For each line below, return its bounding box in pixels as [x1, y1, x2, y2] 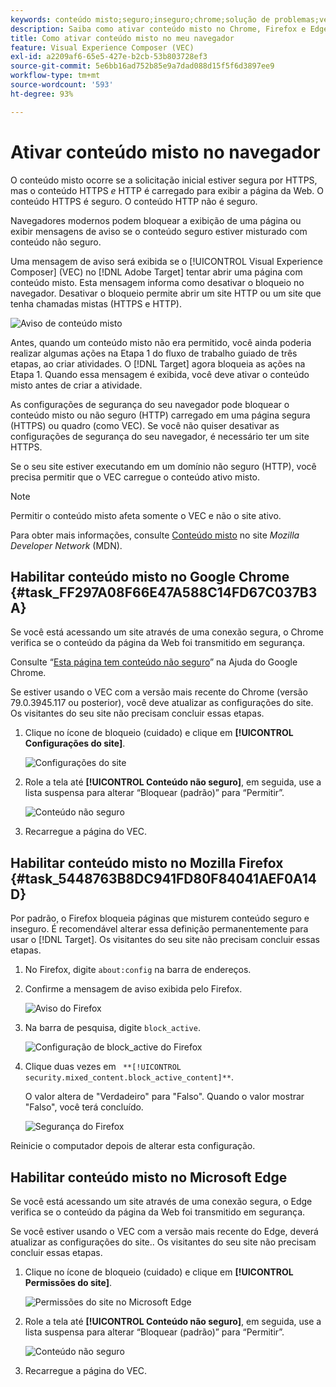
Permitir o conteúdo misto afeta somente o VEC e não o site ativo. [10, 509, 282, 521]
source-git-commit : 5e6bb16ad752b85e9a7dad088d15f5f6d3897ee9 [10, 61, 275, 71]
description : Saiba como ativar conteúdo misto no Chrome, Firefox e [10, 24, 307, 34]
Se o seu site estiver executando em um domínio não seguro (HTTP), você [10, 460, 317, 472]
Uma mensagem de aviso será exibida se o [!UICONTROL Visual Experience [10, 255, 323, 267]
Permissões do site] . [24, 1277, 113, 1288]
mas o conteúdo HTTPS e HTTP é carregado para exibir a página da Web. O [10, 184, 325, 196]
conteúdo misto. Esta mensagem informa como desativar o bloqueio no [10, 276, 305, 288]
